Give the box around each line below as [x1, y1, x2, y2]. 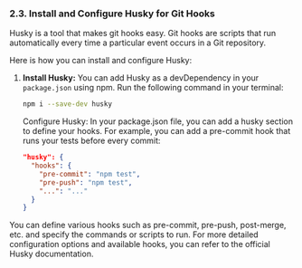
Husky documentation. [9, 248, 94, 260]
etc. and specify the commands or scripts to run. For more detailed [9, 229, 260, 240]
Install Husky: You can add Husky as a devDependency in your [22, 72, 260, 83]
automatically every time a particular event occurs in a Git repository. [9, 37, 267, 48]
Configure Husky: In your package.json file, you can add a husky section [22, 116, 294, 127]
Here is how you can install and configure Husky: [9, 55, 193, 66]
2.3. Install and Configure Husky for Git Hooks [9, 7, 215, 20]
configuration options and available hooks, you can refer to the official [9, 239, 271, 250]
